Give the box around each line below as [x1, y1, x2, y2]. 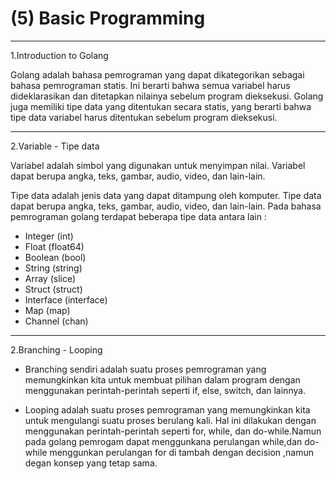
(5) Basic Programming [10, 7, 206, 30]
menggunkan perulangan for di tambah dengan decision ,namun [49, 446, 315, 458]
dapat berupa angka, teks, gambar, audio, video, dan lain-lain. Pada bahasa [10, 200, 322, 212]
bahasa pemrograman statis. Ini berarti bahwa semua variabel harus [10, 79, 291, 91]
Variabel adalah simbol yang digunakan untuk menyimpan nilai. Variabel [10, 159, 306, 171]
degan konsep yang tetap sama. [24, 457, 158, 469]
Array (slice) [24, 272, 77, 284]
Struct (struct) [24, 283, 83, 295]
